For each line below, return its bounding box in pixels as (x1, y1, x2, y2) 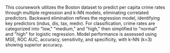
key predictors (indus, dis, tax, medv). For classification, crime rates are (5, 20, 155, 26)
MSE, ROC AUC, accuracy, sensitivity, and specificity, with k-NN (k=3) (5, 36, 152, 42)
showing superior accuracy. (5, 42, 63, 47)
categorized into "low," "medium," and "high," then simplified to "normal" (5, 26, 158, 32)
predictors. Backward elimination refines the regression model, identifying (5, 15, 160, 21)
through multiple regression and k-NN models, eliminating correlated (5, 10, 149, 16)
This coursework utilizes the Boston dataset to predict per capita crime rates (5, 5, 165, 10)
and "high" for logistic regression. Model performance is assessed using (5, 31, 157, 37)
